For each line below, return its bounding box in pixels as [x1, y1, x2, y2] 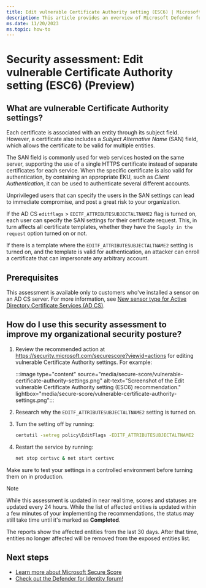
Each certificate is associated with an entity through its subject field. [6, 129, 179, 136]
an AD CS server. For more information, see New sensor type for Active [6, 295, 187, 303]
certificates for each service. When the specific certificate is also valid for [6, 167, 193, 174]
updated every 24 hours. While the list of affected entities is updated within [6, 503, 197, 510]
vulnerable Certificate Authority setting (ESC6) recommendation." [15, 383, 181, 390]
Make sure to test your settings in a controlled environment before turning [6, 466, 193, 473]
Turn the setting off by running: [15, 420, 94, 427]
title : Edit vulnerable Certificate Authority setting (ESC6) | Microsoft [6, 9, 202, 15]
